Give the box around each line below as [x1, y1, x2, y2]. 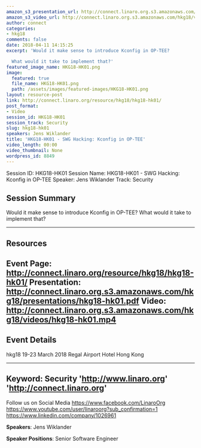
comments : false [6, 36, 47, 42]
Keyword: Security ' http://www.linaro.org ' [6, 374, 168, 384]
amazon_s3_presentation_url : [6, 8, 79, 15]
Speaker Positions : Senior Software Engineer [6, 435, 118, 442]
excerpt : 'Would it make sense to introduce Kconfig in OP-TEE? [6, 48, 170, 54]
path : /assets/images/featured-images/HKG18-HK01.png [11, 86, 148, 93]
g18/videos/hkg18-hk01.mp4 [6, 315, 117, 325]
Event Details [6, 335, 57, 345]
